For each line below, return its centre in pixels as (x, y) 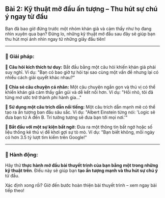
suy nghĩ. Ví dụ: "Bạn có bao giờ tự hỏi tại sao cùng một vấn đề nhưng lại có (82, 72)
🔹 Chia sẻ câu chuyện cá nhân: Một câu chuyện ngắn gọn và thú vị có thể (80, 87)
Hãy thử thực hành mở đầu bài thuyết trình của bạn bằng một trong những (82, 166)
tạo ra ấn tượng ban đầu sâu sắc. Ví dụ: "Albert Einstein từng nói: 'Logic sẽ (80, 112)
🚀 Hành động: (22, 155)
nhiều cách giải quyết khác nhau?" (40, 78)
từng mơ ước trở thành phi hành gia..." (43, 98)
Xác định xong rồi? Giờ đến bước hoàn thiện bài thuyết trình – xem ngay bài (81, 185)
